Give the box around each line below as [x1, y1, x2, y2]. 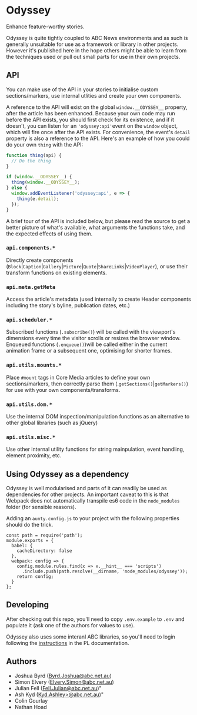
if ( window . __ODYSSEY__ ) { [6, 174, 72, 180]
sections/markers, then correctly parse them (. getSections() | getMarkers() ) [6, 380, 188, 387]
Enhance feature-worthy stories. [6, 23, 85, 30]
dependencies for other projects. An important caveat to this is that [6, 491, 169, 498]
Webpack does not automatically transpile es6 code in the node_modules [6, 497, 180, 504]
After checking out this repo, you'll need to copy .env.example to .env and [6, 616, 185, 623]
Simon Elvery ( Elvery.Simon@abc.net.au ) [14, 678, 115, 686]
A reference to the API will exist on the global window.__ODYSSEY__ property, [6, 104, 188, 111]
